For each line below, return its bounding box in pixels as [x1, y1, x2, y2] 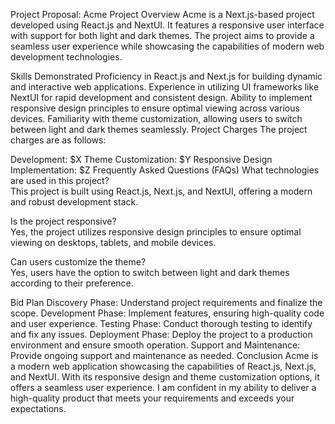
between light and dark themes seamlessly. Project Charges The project [10, 124, 308, 135]
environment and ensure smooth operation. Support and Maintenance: [10, 339, 301, 351]
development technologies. [10, 51, 123, 63]
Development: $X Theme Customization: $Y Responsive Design [10, 154, 273, 165]
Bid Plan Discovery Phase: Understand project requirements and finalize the [10, 297, 323, 308]
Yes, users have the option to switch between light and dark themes [10, 267, 290, 278]
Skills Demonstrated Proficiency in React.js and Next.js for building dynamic [10, 70, 323, 82]
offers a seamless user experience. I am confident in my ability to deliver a [10, 382, 317, 393]
